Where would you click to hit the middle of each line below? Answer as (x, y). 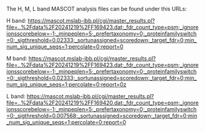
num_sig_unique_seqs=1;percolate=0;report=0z (66, 84)
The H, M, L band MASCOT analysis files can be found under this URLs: (97, 9)
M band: (17, 58)
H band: (16, 20)
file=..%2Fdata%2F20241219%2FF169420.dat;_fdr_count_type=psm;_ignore (102, 103)
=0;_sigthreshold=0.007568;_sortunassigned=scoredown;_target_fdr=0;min (102, 116)
